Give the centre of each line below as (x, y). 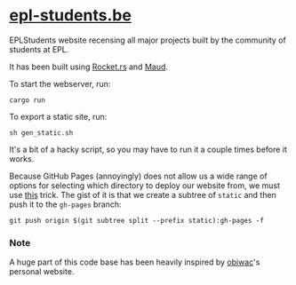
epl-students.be (70, 16)
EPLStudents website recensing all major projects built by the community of (148, 40)
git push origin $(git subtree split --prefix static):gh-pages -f (137, 220)
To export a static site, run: (58, 116)
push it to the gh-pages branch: (65, 204)
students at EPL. (39, 49)
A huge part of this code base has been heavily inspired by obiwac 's (135, 262)
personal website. (42, 272)
